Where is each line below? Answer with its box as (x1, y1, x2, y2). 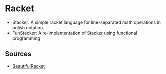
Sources (5, 50, 32, 58)
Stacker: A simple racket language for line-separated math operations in (12, 19, 161, 25)
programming (12, 35, 41, 41)
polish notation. (12, 24, 44, 30)
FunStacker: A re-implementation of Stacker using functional (12, 30, 137, 36)
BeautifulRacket (12, 63, 45, 69)
